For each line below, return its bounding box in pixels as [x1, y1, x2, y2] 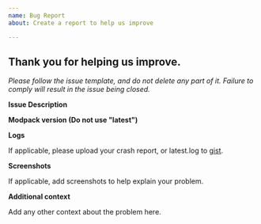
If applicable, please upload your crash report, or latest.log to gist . [8, 146, 224, 155]
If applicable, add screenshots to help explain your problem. [8, 177, 204, 186]
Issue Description [8, 100, 68, 109]
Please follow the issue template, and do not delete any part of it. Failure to [8, 76, 254, 85]
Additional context [8, 192, 71, 202]
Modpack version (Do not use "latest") [8, 116, 138, 125]
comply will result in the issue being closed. [8, 85, 150, 94]
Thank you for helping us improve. [8, 55, 181, 68]
